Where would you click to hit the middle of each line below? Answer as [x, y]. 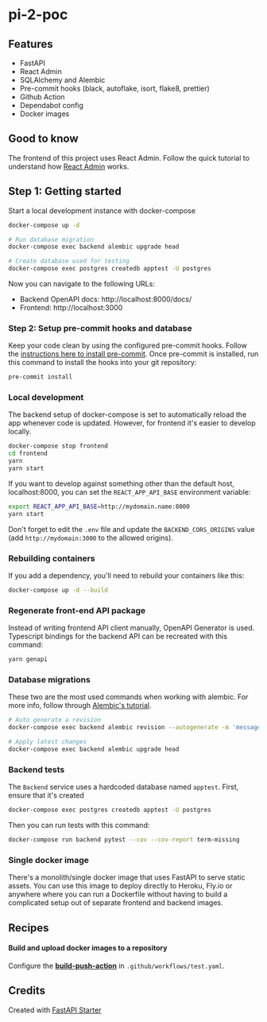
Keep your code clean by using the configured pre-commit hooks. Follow [128, 346]
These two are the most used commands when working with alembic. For [128, 697]
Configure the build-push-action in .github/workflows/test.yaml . [116, 966]
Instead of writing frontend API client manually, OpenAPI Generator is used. [132, 628]
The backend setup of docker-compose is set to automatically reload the [128, 414]
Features [31, 44]
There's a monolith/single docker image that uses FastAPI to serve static [127, 877]
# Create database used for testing [69, 261]
